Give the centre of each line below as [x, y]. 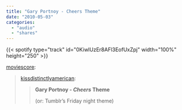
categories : [20, 22]
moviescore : [21, 67]
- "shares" [25, 33]
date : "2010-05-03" [30, 17]
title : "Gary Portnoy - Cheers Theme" [53, 11]
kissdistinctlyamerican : [48, 79]
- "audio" [23, 28]
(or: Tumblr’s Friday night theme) [74, 101]
